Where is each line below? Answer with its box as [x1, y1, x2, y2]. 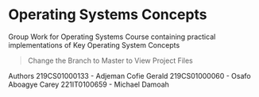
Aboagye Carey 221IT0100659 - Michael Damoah [8, 80, 169, 89]
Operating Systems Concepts [8, 6, 208, 24]
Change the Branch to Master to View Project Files [27, 56, 193, 65]
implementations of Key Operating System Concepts [8, 40, 180, 49]
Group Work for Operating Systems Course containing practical [8, 32, 216, 41]
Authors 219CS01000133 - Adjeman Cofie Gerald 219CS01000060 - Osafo [8, 71, 252, 80]
